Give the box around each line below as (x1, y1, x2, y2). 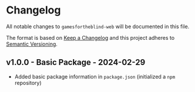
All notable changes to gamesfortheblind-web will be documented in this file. (6, 23, 190, 30)
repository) (14, 79, 42, 86)
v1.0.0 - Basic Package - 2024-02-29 (6, 57, 146, 67)
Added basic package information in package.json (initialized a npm (14, 73, 176, 80)
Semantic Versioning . (6, 40, 58, 47)
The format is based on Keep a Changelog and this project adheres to (6, 34, 175, 41)
